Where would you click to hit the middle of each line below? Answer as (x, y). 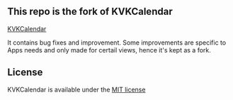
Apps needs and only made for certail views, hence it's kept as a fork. (109, 50)
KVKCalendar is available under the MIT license (76, 89)
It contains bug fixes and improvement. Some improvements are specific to (117, 43)
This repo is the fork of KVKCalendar (90, 12)
